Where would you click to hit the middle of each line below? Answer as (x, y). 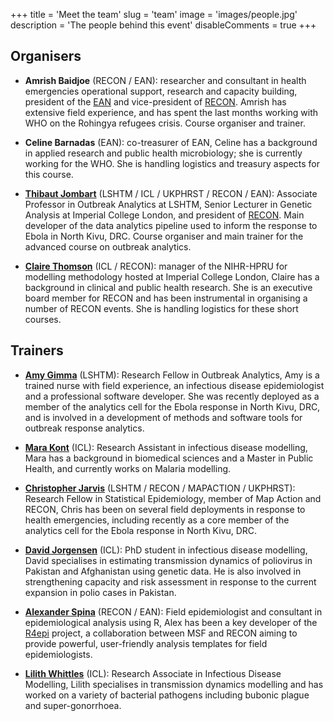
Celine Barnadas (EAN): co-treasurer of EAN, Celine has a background (171, 142)
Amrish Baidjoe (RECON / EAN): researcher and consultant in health (165, 80)
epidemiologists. (58, 654)
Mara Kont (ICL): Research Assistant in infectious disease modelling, (166, 447)
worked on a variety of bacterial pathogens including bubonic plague (167, 695)
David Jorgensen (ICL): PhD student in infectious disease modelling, (166, 550)
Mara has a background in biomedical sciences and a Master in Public (169, 458)
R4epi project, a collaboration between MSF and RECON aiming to (161, 633)
